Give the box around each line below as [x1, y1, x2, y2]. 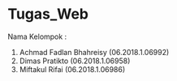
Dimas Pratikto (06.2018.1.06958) [19, 56, 131, 66]
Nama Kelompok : [7, 32, 67, 41]
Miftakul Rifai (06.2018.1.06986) [19, 64, 126, 74]
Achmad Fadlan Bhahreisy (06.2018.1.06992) [19, 47, 170, 57]
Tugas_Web [7, 5, 89, 23]
